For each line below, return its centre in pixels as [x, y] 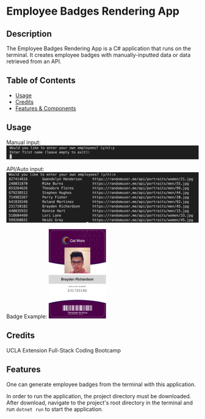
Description [29, 34]
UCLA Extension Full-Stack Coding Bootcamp [63, 350]
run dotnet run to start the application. [55, 409]
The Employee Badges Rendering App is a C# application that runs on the [99, 48]
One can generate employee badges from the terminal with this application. [101, 384]
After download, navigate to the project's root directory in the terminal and [100, 403]
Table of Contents [41, 81]
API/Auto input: [25, 169]
